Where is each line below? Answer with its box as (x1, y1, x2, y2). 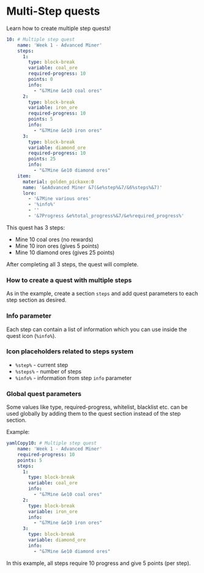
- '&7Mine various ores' (28, 196, 92, 202)
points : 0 (28, 77, 53, 83)
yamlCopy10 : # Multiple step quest (6, 440, 97, 446)
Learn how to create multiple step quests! (6, 24, 111, 32)
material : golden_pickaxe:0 (22, 179, 95, 185)
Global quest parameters (6, 389, 82, 398)
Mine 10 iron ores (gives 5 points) (15, 242, 100, 249)
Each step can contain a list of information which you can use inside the (6, 326, 188, 333)
